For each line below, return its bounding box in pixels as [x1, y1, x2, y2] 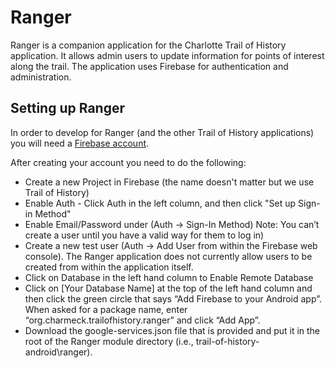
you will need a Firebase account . [10, 137, 150, 149]
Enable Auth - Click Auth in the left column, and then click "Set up [24, 197, 297, 209]
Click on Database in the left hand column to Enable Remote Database [24, 271, 314, 283]
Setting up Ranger [10, 100, 125, 117]
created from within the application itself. [24, 261, 194, 273]
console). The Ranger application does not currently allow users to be [24, 250, 313, 262]
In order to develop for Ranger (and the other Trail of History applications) [10, 126, 315, 138]
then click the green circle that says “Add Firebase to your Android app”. [24, 292, 322, 305]
